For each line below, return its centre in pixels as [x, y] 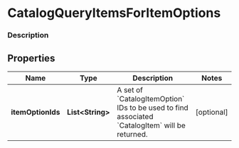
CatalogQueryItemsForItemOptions [114, 13]
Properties [31, 58]
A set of [130, 90]
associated [135, 116]
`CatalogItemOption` [151, 98]
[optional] [212, 112]
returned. [132, 134]
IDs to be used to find [153, 108]
